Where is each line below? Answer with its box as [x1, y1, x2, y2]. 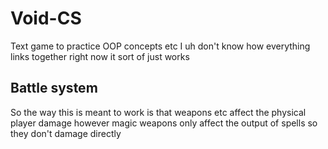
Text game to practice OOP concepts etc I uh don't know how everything [10, 40, 311, 52]
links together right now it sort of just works [10, 50, 190, 62]
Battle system [10, 80, 98, 97]
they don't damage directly [10, 127, 122, 139]
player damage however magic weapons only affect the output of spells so [10, 117, 318, 129]
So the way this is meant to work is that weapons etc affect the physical [10, 106, 307, 118]
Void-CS [10, 7, 82, 30]
